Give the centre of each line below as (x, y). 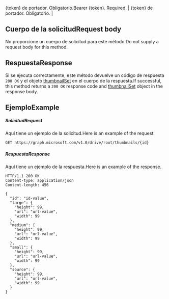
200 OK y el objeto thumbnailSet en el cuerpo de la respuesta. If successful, (83, 80)
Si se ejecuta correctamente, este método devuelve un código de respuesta (85, 75)
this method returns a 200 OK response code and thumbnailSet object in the (84, 86)
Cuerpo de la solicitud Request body (63, 29)
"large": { (21, 203)
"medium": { (23, 225)
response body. (22, 91)
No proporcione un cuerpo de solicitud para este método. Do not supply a (82, 41)
